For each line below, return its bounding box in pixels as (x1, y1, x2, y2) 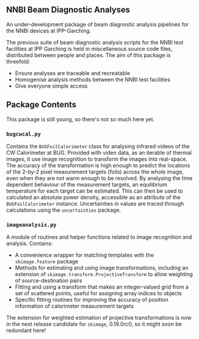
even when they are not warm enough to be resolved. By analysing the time (6, 174, 193, 182)
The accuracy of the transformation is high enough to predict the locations (6, 161, 191, 169)
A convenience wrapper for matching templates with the (14, 251, 154, 259)
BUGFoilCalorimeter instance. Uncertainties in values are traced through (6, 200, 184, 207)
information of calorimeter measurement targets (14, 302, 134, 310)
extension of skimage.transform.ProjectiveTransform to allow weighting (14, 271, 193, 278)
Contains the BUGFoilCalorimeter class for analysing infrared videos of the (6, 142, 190, 149)
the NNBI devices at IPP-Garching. (6, 27, 91, 34)
